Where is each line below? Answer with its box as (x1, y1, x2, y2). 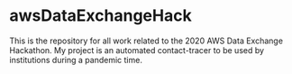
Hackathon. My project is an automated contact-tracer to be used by (9, 44, 264, 55)
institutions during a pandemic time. (9, 54, 142, 65)
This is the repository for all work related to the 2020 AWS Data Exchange (9, 35, 284, 46)
